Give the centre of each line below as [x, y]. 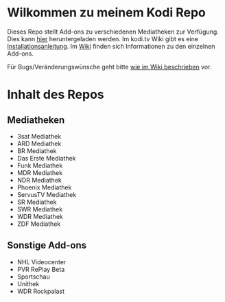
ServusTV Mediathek [47, 194]
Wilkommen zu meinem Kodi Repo [106, 13]
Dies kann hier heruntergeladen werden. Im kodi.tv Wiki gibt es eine [103, 38]
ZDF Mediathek [39, 224]
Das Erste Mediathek [47, 158]
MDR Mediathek [40, 172]
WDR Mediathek [40, 216]
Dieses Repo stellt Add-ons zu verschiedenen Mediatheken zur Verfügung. [113, 32]
